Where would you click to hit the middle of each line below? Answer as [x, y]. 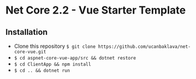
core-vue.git [30, 52]
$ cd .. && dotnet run [42, 71]
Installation [27, 32]
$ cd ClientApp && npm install [53, 64]
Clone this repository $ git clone [55, 46]
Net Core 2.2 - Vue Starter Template [96, 10]
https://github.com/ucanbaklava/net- [144, 47]
